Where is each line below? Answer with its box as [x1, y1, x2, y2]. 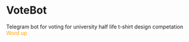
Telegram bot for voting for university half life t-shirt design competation [6, 23, 183, 30]
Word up [6, 29, 27, 36]
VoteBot [6, 4, 47, 17]
